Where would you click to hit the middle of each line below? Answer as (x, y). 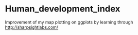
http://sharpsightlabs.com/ (32, 27)
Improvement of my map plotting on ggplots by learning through (69, 22)
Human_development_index (63, 9)
